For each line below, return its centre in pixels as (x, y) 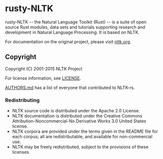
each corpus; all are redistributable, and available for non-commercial (82, 137)
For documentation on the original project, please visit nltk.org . (68, 41)
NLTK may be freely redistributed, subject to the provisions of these (80, 147)
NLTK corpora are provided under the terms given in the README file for (85, 131)
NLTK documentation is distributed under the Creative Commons (77, 116)
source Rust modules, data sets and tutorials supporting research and (75, 27)
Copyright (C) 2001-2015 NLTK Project (44, 69)
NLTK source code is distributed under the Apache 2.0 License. (76, 111)
